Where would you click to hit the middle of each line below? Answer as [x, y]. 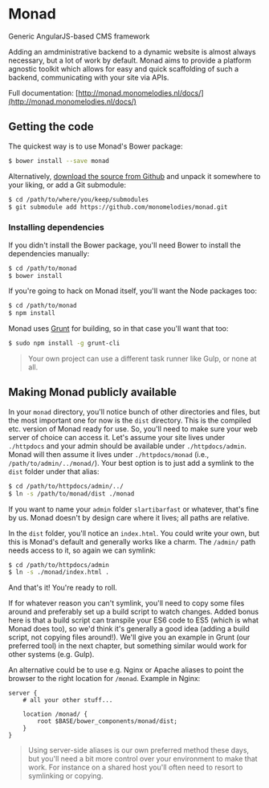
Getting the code [51, 127]
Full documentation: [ [43, 92]
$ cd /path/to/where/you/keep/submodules [79, 199]
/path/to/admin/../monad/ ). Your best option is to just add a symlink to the [131, 463]
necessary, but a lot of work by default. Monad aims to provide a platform [130, 60]
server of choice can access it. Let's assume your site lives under [117, 437]
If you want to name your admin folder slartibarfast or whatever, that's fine [134, 509]
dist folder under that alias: [54, 472]
